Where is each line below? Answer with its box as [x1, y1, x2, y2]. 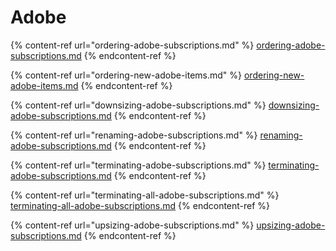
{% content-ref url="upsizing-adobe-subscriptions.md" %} [10, 219, 255, 231]
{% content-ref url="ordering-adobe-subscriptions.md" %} [10, 39, 255, 51]
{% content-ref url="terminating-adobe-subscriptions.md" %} [10, 159, 267, 171]
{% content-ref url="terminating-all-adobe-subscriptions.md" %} [10, 189, 280, 201]
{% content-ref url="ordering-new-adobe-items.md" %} [10, 69, 243, 81]
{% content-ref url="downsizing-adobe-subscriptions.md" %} [10, 99, 267, 111]
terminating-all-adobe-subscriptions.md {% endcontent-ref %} [10, 199, 271, 211]
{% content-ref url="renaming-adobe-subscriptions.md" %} [10, 129, 258, 141]
